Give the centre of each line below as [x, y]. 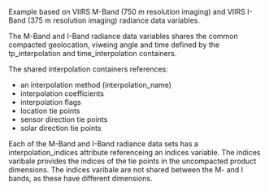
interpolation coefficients [62, 93]
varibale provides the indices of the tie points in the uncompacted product [132, 161]
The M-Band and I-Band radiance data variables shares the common [123, 36]
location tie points [50, 111]
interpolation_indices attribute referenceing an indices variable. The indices [134, 152]
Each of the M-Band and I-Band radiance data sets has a [104, 144]
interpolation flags [50, 102]
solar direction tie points [61, 128]
